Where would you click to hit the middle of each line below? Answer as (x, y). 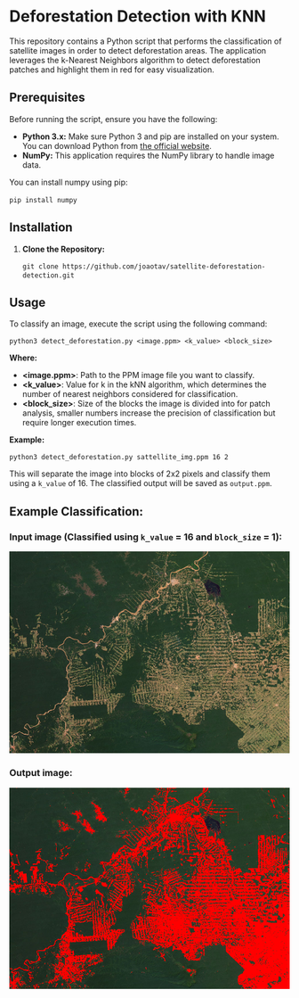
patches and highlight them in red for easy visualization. (112, 70)
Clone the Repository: (63, 249)
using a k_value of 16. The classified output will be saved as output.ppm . (141, 483)
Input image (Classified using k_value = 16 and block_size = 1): (146, 537)
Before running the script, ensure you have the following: (113, 119)
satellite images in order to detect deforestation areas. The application (138, 50)
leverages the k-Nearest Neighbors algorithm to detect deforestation (135, 60)
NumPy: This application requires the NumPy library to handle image (148, 155)
